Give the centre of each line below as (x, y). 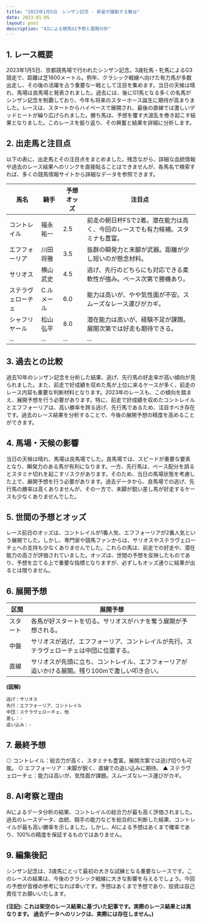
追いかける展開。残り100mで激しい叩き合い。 (96, 671)
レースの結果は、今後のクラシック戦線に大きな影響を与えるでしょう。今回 (103, 878)
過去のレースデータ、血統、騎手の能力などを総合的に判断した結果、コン (96, 820)
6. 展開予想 (27, 591)
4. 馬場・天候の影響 (43, 443)
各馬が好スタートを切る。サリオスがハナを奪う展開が (106, 622)
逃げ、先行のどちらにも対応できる (135, 270)
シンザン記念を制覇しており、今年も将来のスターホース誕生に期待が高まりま (101, 100)
